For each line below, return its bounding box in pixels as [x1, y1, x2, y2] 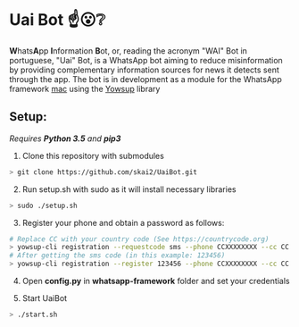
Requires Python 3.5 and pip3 [9, 133, 121, 144]
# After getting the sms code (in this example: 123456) [9, 251, 226, 260]
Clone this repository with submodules [21, 150, 165, 161]
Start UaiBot [21, 293, 68, 303]
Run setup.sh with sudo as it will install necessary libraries [21, 183, 237, 195]
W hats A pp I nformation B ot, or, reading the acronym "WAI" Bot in [9, 45, 248, 56]
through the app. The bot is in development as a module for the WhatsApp [9, 73, 283, 84]
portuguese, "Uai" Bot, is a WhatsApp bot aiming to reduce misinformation [9, 54, 283, 65]
